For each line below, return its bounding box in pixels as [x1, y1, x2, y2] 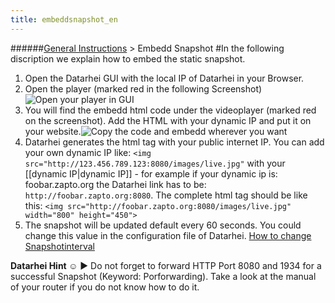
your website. [24, 125, 82, 137]
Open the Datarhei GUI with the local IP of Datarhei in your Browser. [24, 72, 305, 84]
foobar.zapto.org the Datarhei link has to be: [24, 178, 207, 190]
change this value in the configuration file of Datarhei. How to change [24, 229, 312, 241]
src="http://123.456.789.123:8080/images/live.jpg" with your [24, 157, 286, 169]
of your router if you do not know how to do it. [10, 281, 200, 293]
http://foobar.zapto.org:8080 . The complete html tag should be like [24, 189, 308, 201]
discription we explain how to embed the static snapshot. [10, 52, 246, 65]
